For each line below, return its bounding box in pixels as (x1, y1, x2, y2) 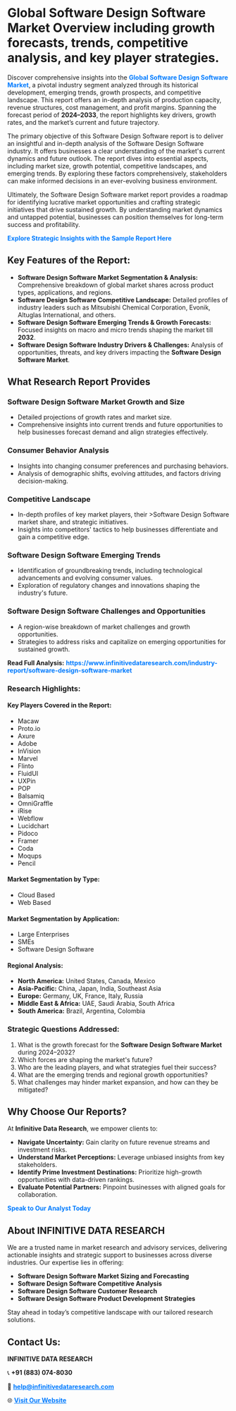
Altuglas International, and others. (17, 310, 116, 319)
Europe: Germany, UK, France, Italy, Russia (17, 992, 143, 1000)
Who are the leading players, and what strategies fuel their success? (17, 1063, 217, 1071)
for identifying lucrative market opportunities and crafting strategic (7, 197, 201, 206)
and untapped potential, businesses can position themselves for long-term (7, 213, 224, 221)
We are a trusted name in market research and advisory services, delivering (7, 1243, 228, 1252)
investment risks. (17, 1145, 68, 1154)
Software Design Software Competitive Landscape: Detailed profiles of (17, 295, 228, 304)
